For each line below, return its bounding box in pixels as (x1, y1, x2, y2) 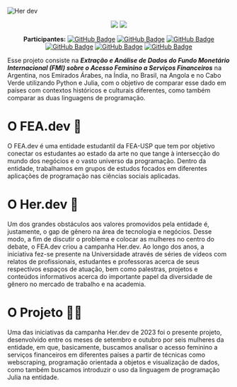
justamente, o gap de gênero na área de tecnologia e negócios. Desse (7, 227, 212, 236)
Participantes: (23, 35, 66, 43)
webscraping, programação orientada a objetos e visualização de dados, (7, 357, 220, 367)
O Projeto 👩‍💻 (7, 304, 83, 321)
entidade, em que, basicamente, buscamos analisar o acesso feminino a (7, 343, 218, 351)
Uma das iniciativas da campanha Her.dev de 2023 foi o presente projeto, (7, 328, 222, 336)
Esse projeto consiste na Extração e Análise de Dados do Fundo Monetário (7, 56, 230, 64)
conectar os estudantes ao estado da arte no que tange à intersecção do (7, 149, 220, 157)
